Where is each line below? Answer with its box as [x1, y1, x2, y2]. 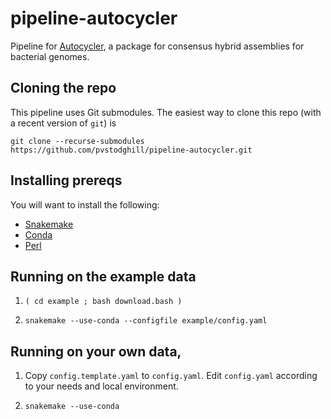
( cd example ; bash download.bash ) [24, 297, 183, 307]
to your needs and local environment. [24, 380, 179, 392]
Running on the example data [10, 268, 197, 285]
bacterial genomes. [10, 50, 90, 62]
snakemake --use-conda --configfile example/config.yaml [24, 316, 268, 326]
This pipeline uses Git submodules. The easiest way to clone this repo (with [10, 106, 322, 118]
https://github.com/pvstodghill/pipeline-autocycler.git [10, 145, 253, 155]
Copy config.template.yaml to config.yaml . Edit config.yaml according [24, 370, 318, 382]
